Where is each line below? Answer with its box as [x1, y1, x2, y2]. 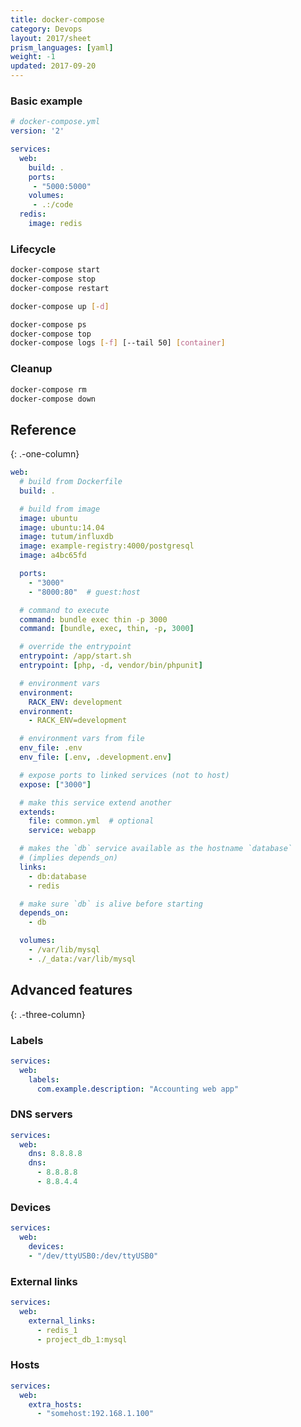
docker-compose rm [10, 384, 87, 395]
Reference [10, 421, 77, 438]
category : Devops [10, 24, 83, 34]
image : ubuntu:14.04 [19, 522, 105, 533]
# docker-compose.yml [10, 117, 101, 127]
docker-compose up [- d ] [10, 301, 110, 311]
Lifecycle [10, 242, 57, 256]
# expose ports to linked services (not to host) [19, 770, 230, 780]
